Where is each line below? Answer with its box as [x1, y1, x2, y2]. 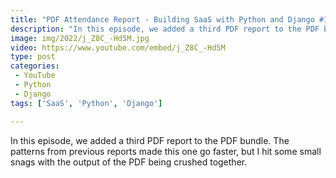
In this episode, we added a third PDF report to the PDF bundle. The [10, 134, 290, 146]
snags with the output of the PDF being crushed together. [10, 156, 248, 168]
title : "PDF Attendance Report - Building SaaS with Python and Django [10, 14, 315, 25]
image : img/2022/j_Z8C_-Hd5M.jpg [10, 33, 150, 43]
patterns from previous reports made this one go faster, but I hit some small [10, 145, 322, 157]
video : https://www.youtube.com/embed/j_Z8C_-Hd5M [10, 42, 226, 53]
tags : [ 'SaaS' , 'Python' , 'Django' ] [10, 98, 163, 108]
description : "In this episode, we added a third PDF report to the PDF [10, 24, 320, 34]
